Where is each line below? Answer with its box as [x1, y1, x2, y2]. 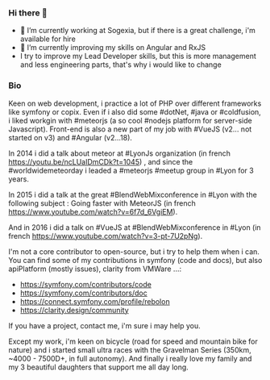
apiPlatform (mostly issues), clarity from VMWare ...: [8, 264, 182, 274]
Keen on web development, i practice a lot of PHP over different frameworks [8, 98, 262, 108]
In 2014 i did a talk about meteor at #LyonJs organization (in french [8, 148, 231, 158]
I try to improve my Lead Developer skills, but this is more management [19, 52, 256, 61]
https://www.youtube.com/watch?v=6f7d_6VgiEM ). [8, 207, 178, 216]
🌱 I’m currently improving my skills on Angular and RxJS [19, 43, 206, 52]
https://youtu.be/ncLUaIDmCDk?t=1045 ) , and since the [8, 157, 193, 166]
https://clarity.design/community [19, 305, 129, 315]
